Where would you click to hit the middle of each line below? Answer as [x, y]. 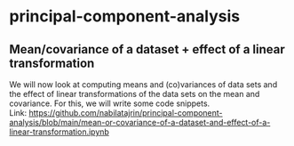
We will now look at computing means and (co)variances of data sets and [143, 85]
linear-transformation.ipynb [59, 132]
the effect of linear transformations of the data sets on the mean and [135, 94]
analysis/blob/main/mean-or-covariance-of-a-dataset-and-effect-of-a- [140, 122]
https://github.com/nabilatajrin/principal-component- [126, 113]
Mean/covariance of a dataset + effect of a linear [147, 49]
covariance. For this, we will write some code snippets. [110, 103]
